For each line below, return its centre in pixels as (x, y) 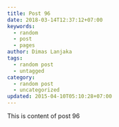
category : (21, 77)
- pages (24, 45)
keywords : (21, 26)
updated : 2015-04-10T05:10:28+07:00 (60, 97)
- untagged (29, 71)
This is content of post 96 (44, 116)
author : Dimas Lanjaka (40, 52)
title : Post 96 (29, 13)
